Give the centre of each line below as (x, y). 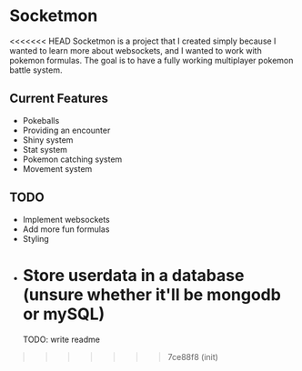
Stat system (45, 149)
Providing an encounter (66, 130)
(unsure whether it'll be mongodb (152, 294)
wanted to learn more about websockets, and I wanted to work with (136, 50)
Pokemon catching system (72, 159)
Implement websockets (66, 219)
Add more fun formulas (66, 229)
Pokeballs (41, 120)
